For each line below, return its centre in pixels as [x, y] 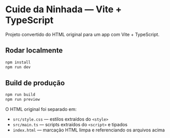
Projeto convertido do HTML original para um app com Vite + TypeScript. [82, 34]
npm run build [20, 95]
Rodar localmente [34, 50]
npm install [18, 62]
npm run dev [18, 67]
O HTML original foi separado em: [41, 109]
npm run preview [23, 100]
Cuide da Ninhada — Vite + [63, 9]
